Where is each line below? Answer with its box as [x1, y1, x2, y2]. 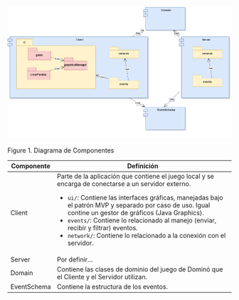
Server [10, 255, 31, 264]
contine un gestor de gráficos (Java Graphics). [67, 209, 204, 217]
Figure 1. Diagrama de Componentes [7, 146, 115, 155]
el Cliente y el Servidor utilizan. [56, 272, 148, 281]
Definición [127, 162, 159, 170]
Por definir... [56, 255, 93, 264]
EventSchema [10, 282, 51, 291]
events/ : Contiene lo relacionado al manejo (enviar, [67, 216, 217, 224]
